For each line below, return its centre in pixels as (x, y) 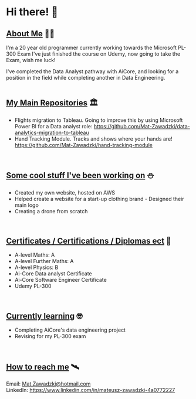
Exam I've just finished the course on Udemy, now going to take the (99, 54)
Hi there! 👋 (32, 12)
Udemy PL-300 (33, 286)
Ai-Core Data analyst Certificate (53, 274)
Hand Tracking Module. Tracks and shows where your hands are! (94, 139)
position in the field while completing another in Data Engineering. (86, 78)
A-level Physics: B (36, 267)
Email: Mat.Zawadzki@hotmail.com (48, 384)
